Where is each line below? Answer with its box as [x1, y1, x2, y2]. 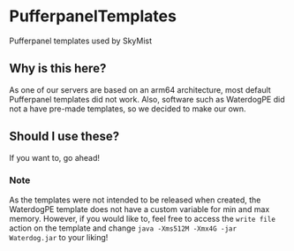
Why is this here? [9, 61, 107, 76]
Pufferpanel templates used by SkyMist [9, 35, 153, 46]
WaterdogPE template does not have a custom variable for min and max [9, 203, 270, 214]
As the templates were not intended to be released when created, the [9, 194, 261, 205]
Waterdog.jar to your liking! [9, 232, 109, 242]
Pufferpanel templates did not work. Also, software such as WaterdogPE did [9, 94, 285, 104]
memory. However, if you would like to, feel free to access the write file [9, 213, 276, 224]
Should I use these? [9, 129, 120, 144]
